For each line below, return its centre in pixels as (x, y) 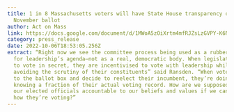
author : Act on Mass (37, 26)
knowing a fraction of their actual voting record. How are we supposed (121, 85)
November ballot (37, 20)
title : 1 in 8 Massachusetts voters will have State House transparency (115, 14)
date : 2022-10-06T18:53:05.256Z (54, 46)
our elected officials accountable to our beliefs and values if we (115, 91)
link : (15, 33)
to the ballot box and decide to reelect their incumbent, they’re (114, 78)
